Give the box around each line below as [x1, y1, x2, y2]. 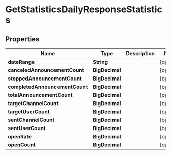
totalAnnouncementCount [8, 92, 73, 98]
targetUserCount [8, 108, 50, 115]
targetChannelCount [8, 100, 59, 107]
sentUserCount [8, 125, 46, 132]
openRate [8, 133, 32, 140]
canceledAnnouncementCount [8, 67, 84, 73]
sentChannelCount [8, 116, 55, 123]
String [93, 59, 108, 65]
